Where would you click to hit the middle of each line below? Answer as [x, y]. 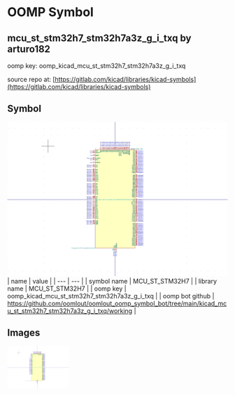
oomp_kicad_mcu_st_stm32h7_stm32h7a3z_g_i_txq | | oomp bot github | [111, 296]
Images [24, 333]
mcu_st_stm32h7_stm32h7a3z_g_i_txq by [99, 38]
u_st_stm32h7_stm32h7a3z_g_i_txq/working [70, 311]
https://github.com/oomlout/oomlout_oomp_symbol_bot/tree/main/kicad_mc [117, 303]
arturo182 [29, 49]
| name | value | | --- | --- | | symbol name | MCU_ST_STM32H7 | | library [112, 281]
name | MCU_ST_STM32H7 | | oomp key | [67, 289]
